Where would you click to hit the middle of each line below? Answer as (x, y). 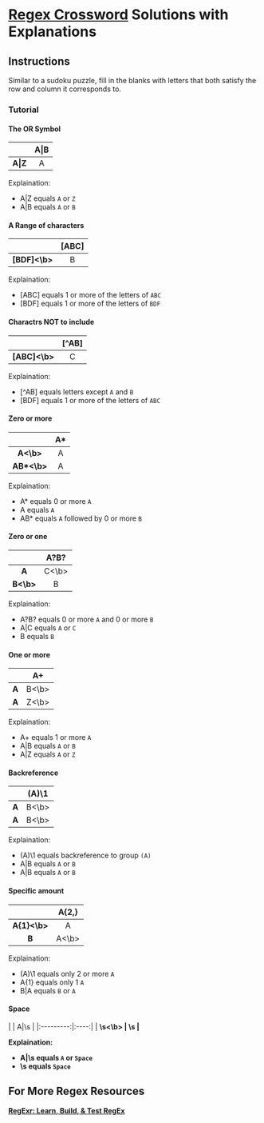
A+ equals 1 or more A (55, 737)
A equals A (37, 510)
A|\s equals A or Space (56, 1057)
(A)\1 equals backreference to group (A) (85, 855)
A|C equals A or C (48, 627)
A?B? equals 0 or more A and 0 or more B (87, 619)
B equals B (37, 636)
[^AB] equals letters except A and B (77, 392)
